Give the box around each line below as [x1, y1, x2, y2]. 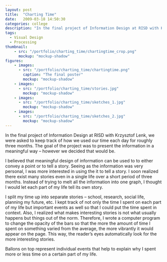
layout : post [5, 7, 32, 12]
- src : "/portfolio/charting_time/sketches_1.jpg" [18, 100, 126, 105]
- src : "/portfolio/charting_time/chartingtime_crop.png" [14, 49, 137, 54]
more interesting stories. [5, 236, 56, 242]
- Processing [9, 40, 37, 45]
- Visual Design [9, 35, 43, 40]
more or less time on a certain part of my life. [5, 251, 97, 257]
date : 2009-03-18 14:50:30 [5, 16, 66, 21]
